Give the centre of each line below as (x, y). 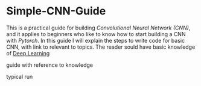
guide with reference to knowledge (50, 65)
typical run (20, 76)
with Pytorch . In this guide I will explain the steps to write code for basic (96, 40)
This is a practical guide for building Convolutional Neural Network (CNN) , (98, 28)
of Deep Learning (28, 53)
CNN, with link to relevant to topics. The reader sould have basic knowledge (101, 47)
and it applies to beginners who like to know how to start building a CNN (96, 34)
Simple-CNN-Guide (56, 11)
